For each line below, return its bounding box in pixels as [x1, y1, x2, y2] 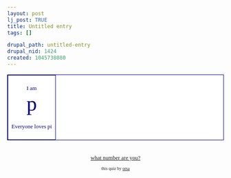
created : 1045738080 [7, 54, 67, 62]
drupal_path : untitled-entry [7, 42, 91, 49]
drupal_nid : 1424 [7, 48, 57, 55]
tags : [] [7, 29, 32, 36]
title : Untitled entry [7, 23, 72, 30]
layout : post [7, 10, 45, 17]
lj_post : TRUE [7, 16, 48, 23]
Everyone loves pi [11, 122, 52, 130]
